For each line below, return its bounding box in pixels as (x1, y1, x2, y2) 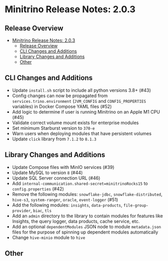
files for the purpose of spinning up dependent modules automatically (12, 229, 158, 235)
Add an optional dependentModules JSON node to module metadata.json (12, 223, 161, 229)
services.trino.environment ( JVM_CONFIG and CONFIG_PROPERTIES (12, 98, 146, 104)
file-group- (123, 202, 149, 208)
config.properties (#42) (12, 186, 64, 192)
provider (12, 208, 31, 213)
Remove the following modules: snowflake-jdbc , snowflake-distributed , (12, 191, 163, 197)
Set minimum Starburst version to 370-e (12, 125, 95, 131)
